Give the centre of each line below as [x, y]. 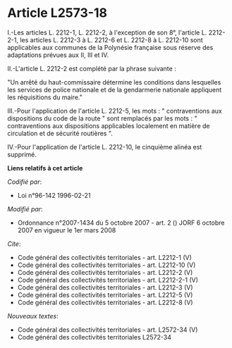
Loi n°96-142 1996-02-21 [54, 195]
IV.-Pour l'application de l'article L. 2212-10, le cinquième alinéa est [105, 147]
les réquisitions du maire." [45, 97]
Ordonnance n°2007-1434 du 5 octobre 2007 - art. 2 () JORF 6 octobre [121, 223]
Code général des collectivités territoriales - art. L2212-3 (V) [105, 287]
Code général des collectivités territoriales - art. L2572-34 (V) [108, 330]
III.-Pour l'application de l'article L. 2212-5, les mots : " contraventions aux [115, 111]
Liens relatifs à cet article [45, 168]
